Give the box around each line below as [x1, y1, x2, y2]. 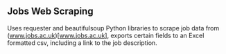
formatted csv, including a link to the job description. [7, 38, 157, 47]
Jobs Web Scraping [7, 6, 94, 17]
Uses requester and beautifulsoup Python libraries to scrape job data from [7, 24, 220, 32]
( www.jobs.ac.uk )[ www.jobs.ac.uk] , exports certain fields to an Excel [7, 31, 205, 39]
